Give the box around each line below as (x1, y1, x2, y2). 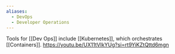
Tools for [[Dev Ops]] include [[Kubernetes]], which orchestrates (6, 35, 163, 42)
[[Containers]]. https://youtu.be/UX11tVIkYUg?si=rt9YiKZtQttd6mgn (6, 41, 169, 48)
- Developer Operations (11, 19, 69, 25)
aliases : (6, 8, 28, 15)
